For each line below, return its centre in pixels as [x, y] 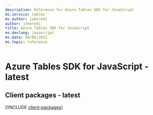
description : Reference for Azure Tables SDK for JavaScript [70, 10]
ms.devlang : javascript [30, 33]
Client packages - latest [43, 95]
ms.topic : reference [26, 42]
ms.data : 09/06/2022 [26, 38]
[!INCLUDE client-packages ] [34, 107]
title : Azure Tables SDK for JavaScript [48, 28]
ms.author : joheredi [26, 19]
